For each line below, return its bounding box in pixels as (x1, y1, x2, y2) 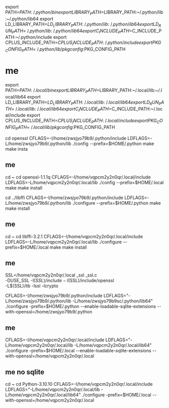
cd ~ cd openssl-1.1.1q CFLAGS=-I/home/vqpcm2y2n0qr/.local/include (5, 174, 151, 180)
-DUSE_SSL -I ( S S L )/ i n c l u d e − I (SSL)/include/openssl (5, 278, 114, 284)
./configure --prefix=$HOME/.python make (72, 200, 161, 206)
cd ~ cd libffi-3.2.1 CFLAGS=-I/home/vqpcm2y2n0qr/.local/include (5, 233, 143, 239)
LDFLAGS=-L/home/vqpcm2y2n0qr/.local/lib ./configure (5, 239, 122, 245)
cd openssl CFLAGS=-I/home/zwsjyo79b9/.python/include (5, 135, 127, 141)
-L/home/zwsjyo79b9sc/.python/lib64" (72, 298, 153, 304)
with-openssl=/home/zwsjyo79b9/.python (5, 309, 93, 315)
